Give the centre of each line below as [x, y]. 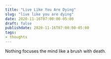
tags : [11, 32]
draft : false [18, 23]
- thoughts [16, 37]
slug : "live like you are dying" [39, 14]
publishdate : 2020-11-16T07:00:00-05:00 [47, 28]
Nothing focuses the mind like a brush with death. [55, 51]
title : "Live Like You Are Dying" [41, 10]
